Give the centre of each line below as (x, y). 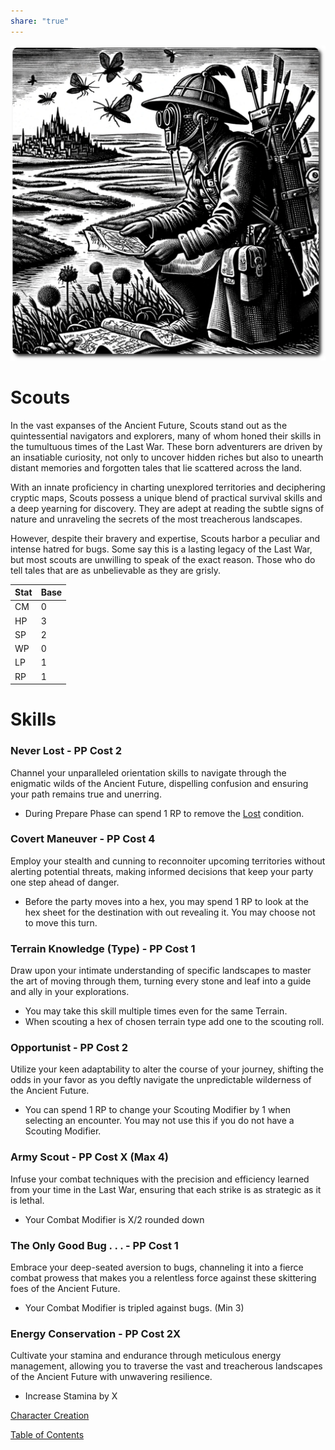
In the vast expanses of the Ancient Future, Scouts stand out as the (149, 425)
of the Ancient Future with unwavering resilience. (111, 1377)
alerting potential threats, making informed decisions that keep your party (162, 871)
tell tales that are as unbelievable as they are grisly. (116, 570)
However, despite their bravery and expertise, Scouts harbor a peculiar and (165, 538)
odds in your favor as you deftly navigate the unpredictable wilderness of (161, 1080)
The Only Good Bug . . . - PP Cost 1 (94, 1245)
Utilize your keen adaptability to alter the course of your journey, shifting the (167, 1069)
